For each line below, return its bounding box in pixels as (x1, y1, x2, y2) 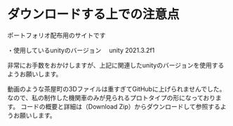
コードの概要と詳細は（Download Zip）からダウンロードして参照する (20, 102, 221, 111)
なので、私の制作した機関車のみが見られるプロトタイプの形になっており (7, 93, 216, 102)
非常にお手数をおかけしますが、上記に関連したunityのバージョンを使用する (7, 61, 225, 69)
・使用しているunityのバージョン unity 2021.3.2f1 (7, 46, 155, 54)
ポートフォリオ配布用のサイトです (7, 31, 106, 39)
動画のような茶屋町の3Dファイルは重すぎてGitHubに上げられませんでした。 (7, 84, 226, 93)
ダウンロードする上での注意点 (7, 6, 180, 23)
